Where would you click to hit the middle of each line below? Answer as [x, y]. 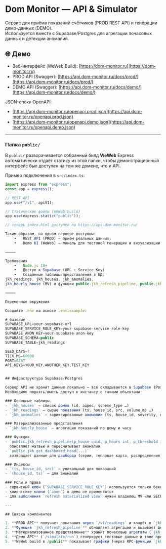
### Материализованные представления [44, 423]
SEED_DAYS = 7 [17, 351]
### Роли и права [23, 483]
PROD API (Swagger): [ [36, 76]
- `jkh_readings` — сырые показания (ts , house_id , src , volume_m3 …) [79, 410]
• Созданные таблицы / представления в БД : [60, 275]
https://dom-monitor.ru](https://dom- [118, 66]
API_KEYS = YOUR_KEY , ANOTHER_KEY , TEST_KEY [47, 365]
